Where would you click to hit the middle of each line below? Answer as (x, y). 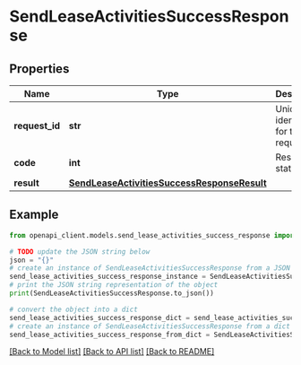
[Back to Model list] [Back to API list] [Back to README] (112, 352)
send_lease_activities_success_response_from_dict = (110, 335)
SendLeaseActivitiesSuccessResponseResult (168, 183)
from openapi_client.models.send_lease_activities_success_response (140, 235)
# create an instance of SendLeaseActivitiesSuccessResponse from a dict (150, 326)
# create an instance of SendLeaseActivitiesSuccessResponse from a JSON (150, 268)
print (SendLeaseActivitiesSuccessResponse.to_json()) (112, 293)
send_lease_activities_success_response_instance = (107, 277)
